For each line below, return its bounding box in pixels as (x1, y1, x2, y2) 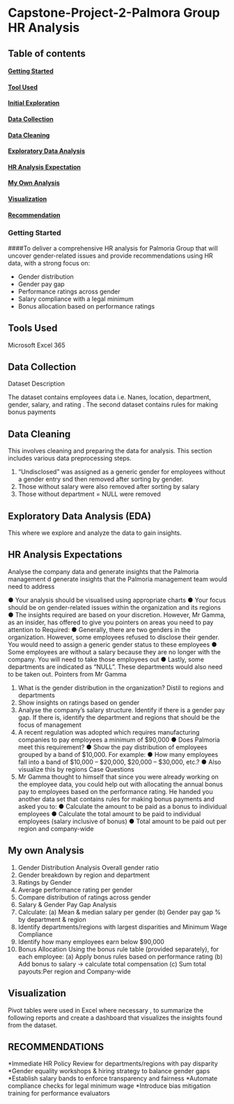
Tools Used (8, 323, 58, 334)
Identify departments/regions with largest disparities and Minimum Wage (17, 922, 228, 931)
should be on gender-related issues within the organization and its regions (8, 603, 221, 612)
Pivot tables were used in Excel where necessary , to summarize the (8, 1006, 204, 1014)
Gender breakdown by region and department (17, 871, 150, 879)
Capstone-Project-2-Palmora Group (8, 5, 220, 21)
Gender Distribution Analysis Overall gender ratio (17, 863, 159, 871)
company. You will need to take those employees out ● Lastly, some (8, 655, 205, 663)
